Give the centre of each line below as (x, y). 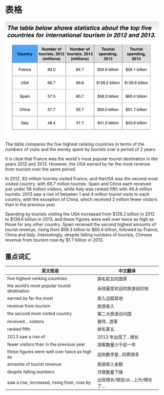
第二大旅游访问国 (114, 313)
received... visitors (25, 321)
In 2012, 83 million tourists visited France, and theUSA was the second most (82, 179)
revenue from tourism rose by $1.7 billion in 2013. (54, 240)
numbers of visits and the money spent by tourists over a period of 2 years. (81, 149)
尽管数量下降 (110, 372)
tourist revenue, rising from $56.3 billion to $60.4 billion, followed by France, (82, 229)
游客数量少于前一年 (117, 344)
